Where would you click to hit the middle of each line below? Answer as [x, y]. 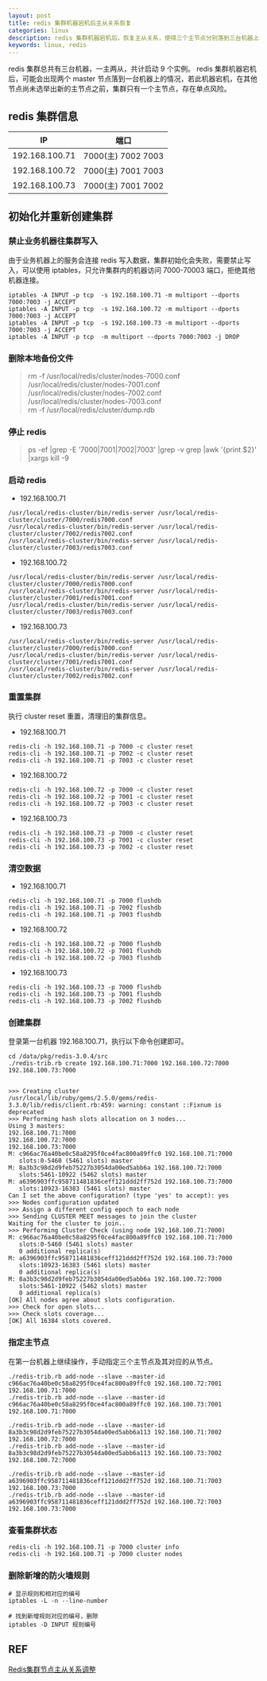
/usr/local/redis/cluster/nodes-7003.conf [95, 401]
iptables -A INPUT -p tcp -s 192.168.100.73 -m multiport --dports [124, 323]
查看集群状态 [33, 1530]
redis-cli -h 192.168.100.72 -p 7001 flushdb [85, 951]
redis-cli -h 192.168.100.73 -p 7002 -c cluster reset [101, 847]
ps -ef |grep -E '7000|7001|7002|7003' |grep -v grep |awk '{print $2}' [142, 449]
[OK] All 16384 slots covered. [60, 1321]
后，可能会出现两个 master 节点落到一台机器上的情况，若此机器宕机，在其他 [133, 79]
